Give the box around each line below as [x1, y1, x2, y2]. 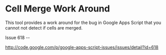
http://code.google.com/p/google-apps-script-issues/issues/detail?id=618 [5, 44, 158, 50]
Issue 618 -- [5, 34, 30, 40]
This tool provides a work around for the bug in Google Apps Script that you [5, 19, 161, 25]
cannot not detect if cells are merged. [5, 24, 83, 30]
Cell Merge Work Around [5, 3, 110, 14]
